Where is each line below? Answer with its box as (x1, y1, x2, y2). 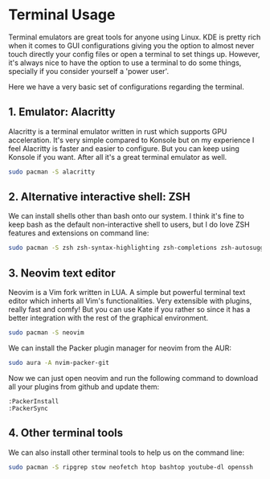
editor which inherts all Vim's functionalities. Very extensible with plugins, (8, 296, 252, 306)
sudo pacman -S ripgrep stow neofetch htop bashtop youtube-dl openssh (8, 463, 253, 471)
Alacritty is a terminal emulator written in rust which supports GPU (8, 126, 227, 136)
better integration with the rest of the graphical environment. (8, 313, 209, 323)
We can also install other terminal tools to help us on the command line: (8, 448, 245, 457)
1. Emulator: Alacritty (8, 105, 116, 119)
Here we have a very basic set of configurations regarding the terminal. (8, 82, 245, 92)
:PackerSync (8, 404, 48, 412)
